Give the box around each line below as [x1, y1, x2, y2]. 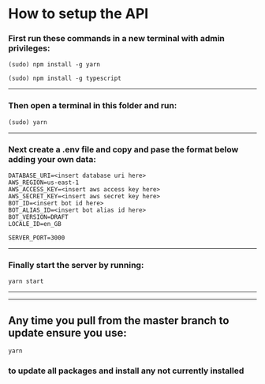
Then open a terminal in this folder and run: [8, 100, 177, 111]
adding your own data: [8, 153, 96, 164]
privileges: [8, 43, 50, 54]
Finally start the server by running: [8, 260, 144, 270]
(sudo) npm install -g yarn [8, 61, 101, 69]
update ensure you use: [8, 326, 128, 340]
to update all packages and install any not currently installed [8, 365, 244, 376]
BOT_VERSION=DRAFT [8, 213, 69, 221]
